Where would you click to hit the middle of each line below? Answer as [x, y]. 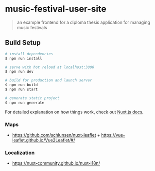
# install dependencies [29, 54]
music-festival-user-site [56, 9]
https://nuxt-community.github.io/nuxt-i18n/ [56, 163]
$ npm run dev [19, 72]
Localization [20, 153]
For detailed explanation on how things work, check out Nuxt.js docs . [74, 112]
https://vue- [113, 135]
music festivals [32, 27]
